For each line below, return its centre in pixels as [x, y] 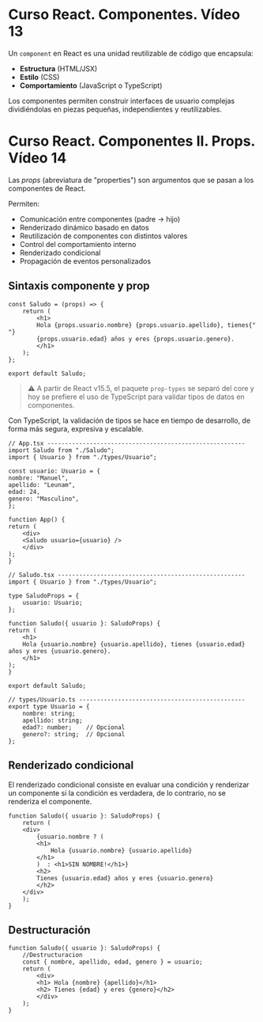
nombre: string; [49, 713]
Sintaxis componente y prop [79, 286]
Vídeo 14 [38, 158]
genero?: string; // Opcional [74, 734]
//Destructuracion [53, 956]
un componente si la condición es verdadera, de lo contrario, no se [117, 792]
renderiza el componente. [50, 801]
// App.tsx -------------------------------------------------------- [127, 443]
